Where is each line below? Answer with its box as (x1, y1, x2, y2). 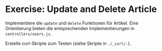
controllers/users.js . (5, 30, 52, 36)
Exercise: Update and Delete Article (5, 3, 157, 15)
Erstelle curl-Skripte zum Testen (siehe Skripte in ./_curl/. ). (5, 40, 131, 46)
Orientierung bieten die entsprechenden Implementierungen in (5, 25, 135, 31)
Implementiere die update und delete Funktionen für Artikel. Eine (5, 20, 138, 26)
